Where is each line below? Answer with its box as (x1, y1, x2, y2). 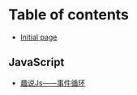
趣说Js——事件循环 (19, 78, 86, 88)
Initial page (19, 32, 58, 42)
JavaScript (8, 56, 65, 69)
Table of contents (8, 6, 130, 24)
